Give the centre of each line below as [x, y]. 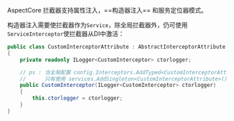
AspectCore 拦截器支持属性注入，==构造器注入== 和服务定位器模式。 [107, 10]
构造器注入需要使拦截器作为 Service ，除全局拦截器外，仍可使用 [97, 25]
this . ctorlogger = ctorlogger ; [78, 98]
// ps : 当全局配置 [45, 72]
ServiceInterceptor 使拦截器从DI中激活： [66, 34]
